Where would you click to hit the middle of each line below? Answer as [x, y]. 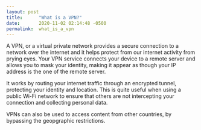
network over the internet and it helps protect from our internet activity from [101, 53]
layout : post [23, 12]
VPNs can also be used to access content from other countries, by [89, 114]
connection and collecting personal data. [57, 103]
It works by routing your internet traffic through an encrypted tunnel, [91, 83]
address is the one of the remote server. [56, 72]
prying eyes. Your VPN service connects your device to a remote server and [101, 59]
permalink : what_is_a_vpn [40, 29]
